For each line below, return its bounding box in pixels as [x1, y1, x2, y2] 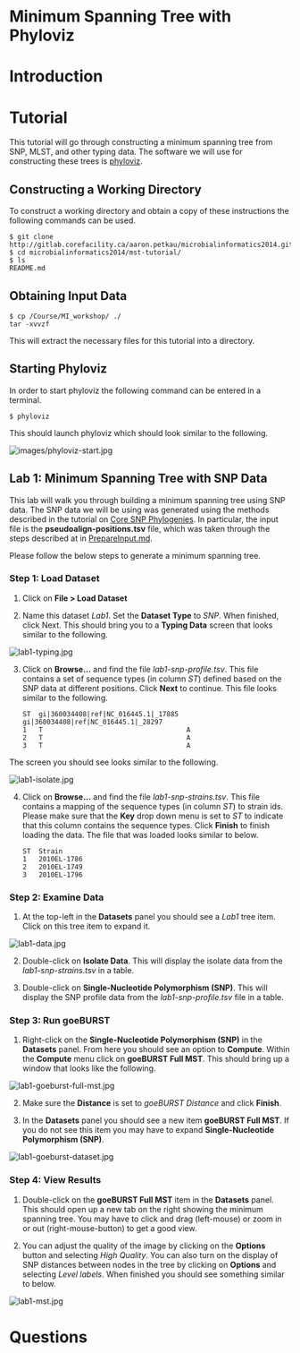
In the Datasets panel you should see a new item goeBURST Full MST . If [21, 1115, 290, 1126]
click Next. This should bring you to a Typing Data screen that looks [21, 620, 273, 630]
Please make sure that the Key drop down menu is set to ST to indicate [21, 810, 284, 821]
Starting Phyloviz [9, 361, 107, 377]
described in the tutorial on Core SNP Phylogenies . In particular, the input [9, 513, 279, 525]
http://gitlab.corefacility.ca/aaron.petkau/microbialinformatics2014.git [9, 240, 294, 250]
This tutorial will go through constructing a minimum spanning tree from [9, 137, 273, 148]
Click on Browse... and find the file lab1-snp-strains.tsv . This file [21, 791, 261, 802]
